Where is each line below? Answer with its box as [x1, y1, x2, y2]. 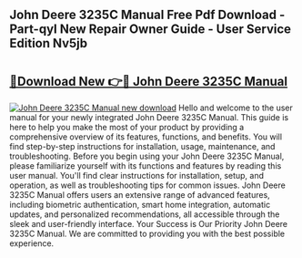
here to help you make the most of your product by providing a [9, 122, 245, 132]
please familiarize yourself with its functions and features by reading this [9, 160, 282, 171]
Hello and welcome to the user [178, 102, 293, 113]
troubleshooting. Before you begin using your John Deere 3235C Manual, [9, 150, 285, 161]
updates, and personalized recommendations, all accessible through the [9, 209, 280, 220]
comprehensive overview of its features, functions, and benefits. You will [9, 131, 283, 142]
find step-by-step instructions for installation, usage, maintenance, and [9, 141, 276, 151]
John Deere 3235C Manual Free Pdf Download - [9, 7, 286, 23]
